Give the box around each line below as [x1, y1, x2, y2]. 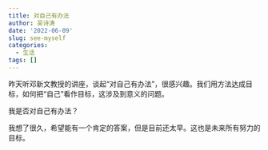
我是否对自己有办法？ [8, 105, 78, 116]
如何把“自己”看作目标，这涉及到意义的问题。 [22, 89, 170, 98]
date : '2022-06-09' [8, 26, 74, 34]
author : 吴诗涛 [8, 19, 55, 27]
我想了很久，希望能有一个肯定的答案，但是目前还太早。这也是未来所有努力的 [8, 123, 261, 132]
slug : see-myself [8, 34, 66, 42]
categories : [8, 41, 48, 49]
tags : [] [8, 57, 38, 65]
